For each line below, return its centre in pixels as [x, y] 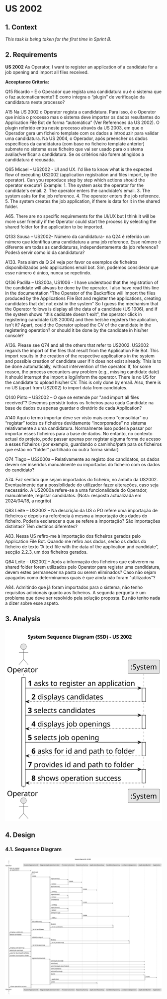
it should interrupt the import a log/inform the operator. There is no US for [80, 377]
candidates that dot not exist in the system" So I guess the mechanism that [82, 303]
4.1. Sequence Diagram [34, 849]
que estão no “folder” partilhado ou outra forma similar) [62, 449]
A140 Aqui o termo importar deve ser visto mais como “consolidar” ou [77, 417]
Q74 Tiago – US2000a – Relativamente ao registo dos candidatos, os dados [83, 459]
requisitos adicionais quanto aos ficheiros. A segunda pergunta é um [76, 592]
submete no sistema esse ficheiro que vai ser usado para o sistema [74, 149]
